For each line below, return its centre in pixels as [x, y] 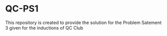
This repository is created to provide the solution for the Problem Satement [83, 22]
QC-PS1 [22, 9]
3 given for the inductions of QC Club [44, 27]
